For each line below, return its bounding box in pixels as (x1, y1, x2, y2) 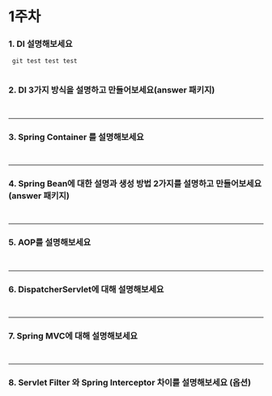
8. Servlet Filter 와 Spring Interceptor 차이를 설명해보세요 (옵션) (8, 377, 252, 389)
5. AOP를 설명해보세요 (8, 236, 91, 248)
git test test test (11, 57, 79, 66)
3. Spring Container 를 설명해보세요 (8, 131, 144, 143)
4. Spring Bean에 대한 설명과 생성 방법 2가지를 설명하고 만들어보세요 (8, 178, 261, 189)
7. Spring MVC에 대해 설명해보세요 (8, 330, 138, 341)
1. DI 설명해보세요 (8, 38, 73, 49)
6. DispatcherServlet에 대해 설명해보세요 (8, 283, 164, 295)
